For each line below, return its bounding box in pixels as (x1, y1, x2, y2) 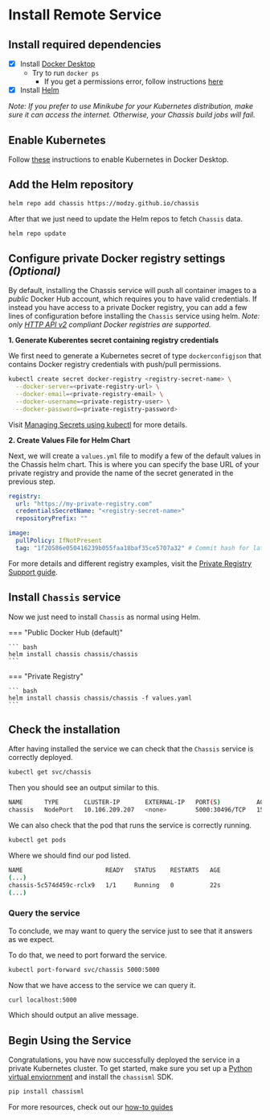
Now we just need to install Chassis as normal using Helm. (8, 612, 201, 622)
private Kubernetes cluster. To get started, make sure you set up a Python (8, 1064, 253, 1073)
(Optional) (8, 264, 61, 278)
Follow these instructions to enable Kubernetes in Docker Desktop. (8, 155, 229, 164)
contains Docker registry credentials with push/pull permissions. (8, 360, 222, 370)
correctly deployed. (8, 753, 74, 763)
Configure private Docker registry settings (8, 251, 226, 265)
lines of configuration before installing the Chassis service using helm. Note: (8, 312, 260, 321)
